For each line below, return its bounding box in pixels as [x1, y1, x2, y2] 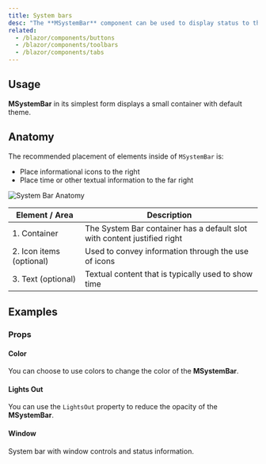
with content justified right [84, 232, 183, 244]
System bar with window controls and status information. [8, 446, 194, 456]
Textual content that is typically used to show [84, 268, 253, 279]
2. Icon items [12, 245, 61, 256]
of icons [84, 255, 116, 267]
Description [146, 209, 192, 220]
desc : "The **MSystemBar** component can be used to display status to [8, 19, 249, 27]
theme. [8, 107, 32, 117]
